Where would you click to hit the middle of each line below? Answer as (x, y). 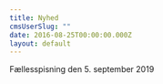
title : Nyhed (34, 18)
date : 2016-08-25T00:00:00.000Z (71, 35)
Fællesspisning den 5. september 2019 (82, 69)
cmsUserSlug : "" (40, 26)
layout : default (40, 43)
